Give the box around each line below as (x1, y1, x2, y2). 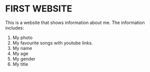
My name (12, 45, 32, 51)
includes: (5, 24, 24, 30)
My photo (12, 34, 33, 40)
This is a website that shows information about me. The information (5, 19, 145, 25)
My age (12, 50, 29, 56)
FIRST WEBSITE (5, 3, 72, 14)
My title (12, 61, 29, 67)
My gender (12, 55, 36, 61)
